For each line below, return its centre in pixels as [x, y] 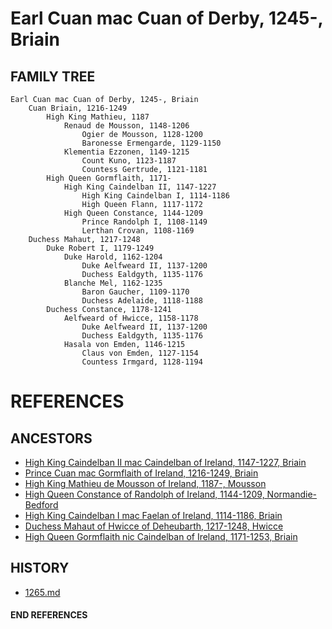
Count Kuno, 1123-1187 [129, 161]
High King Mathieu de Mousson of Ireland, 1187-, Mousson [145, 483]
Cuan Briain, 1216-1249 [78, 108]
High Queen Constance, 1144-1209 [133, 213]
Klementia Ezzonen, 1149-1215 [126, 152]
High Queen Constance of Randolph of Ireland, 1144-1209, [144, 494]
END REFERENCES [49, 615]
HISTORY [40, 568]
